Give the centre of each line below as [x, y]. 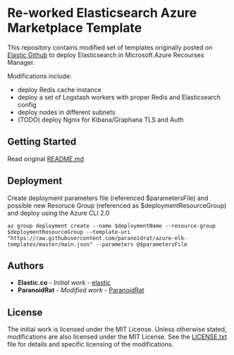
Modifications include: [39, 76]
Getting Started [42, 142]
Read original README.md [46, 158]
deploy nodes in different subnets [66, 112]
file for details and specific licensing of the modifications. [91, 344]
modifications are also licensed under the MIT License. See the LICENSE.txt [117, 337]
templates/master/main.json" [50, 244]
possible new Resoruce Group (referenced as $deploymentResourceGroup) [117, 205]
